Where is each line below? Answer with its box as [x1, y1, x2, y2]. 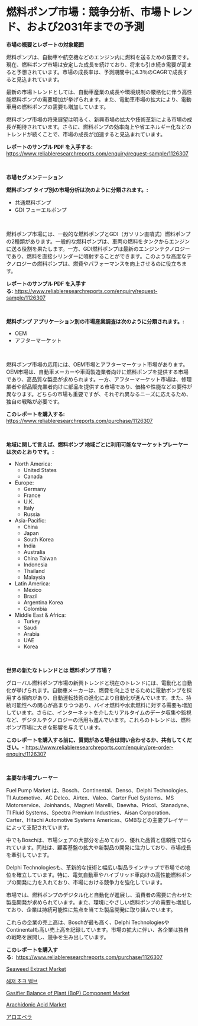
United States [23, 466, 57, 473]
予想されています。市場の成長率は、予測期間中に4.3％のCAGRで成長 [16, 68, 183, 75]
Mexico [23, 586, 42, 593]
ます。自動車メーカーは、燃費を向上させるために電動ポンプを [37, 686, 187, 694]
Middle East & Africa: [14, 611, 66, 619]
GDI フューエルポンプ [14, 206, 67, 214]
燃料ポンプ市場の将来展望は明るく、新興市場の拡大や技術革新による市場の [6, 116, 187, 123]
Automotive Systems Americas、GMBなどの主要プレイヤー [45, 816, 189, 823]
